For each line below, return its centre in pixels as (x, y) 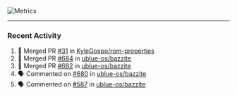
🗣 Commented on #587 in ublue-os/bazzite (81, 84)
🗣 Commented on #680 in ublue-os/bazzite (82, 74)
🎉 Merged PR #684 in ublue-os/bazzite (74, 58)
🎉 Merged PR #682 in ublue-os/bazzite (74, 66)
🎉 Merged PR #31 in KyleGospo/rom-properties (86, 51)
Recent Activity (35, 35)
